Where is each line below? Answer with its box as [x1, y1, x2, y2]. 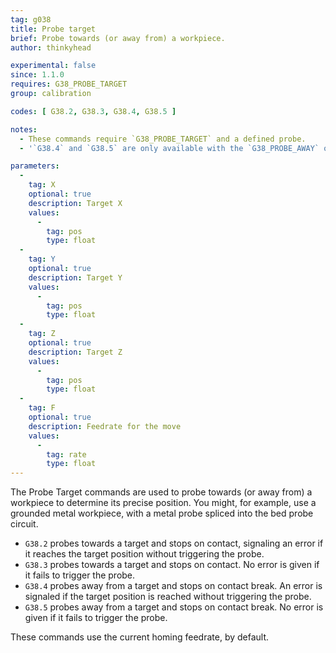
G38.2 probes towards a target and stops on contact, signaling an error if [24, 537, 324, 550]
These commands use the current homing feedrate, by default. [10, 631, 270, 643]
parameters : [10, 161, 60, 171]
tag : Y [28, 254, 56, 265]
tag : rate [46, 449, 87, 460]
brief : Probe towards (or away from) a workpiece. [10, 33, 226, 43]
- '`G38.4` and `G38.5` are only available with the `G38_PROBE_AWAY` [19, 143, 320, 153]
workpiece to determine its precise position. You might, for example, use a [10, 497, 317, 509]
